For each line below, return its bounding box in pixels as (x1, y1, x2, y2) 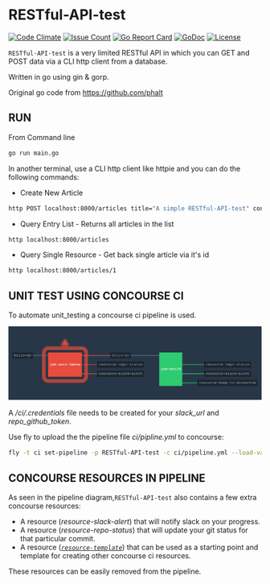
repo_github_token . (8, 416, 72, 426)
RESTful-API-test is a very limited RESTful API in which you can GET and (8, 48, 250, 57)
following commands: (8, 172, 80, 182)
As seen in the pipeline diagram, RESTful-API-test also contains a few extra (8, 492, 257, 502)
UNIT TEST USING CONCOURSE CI (8, 288, 184, 303)
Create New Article (19, 188, 84, 197)
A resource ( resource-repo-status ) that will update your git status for (19, 525, 249, 535)
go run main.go (8, 149, 59, 157)
